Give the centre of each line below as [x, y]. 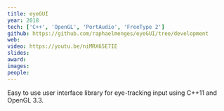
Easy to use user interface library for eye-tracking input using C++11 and [112, 93]
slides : [19, 53]
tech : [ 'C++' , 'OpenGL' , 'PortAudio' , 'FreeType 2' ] [86, 27]
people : [19, 72]
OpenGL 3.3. [26, 100]
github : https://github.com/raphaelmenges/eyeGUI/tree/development [108, 33]
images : [19, 66]
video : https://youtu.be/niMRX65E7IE [62, 46]
